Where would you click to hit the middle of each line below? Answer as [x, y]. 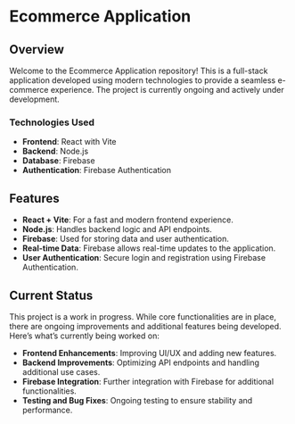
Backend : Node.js [55, 151]
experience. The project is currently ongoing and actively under [167, 90]
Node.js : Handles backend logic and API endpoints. [117, 229]
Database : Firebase [58, 161]
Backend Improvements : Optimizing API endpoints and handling [141, 362]
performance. [47, 410]
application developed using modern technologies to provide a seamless [143, 80]
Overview [37, 50]
